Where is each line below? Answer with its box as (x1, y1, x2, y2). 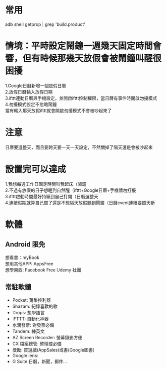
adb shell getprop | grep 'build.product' (5, 21, 86, 27)
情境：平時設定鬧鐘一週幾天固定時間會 (5, 40, 162, 52)
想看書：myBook (5, 254, 40, 260)
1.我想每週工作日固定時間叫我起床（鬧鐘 (5, 181, 87, 187)
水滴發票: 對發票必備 (12, 322, 55, 328)
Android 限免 (5, 240, 46, 249)
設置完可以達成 (5, 164, 66, 175)
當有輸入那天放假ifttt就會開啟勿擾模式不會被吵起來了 (5, 108, 112, 114)
